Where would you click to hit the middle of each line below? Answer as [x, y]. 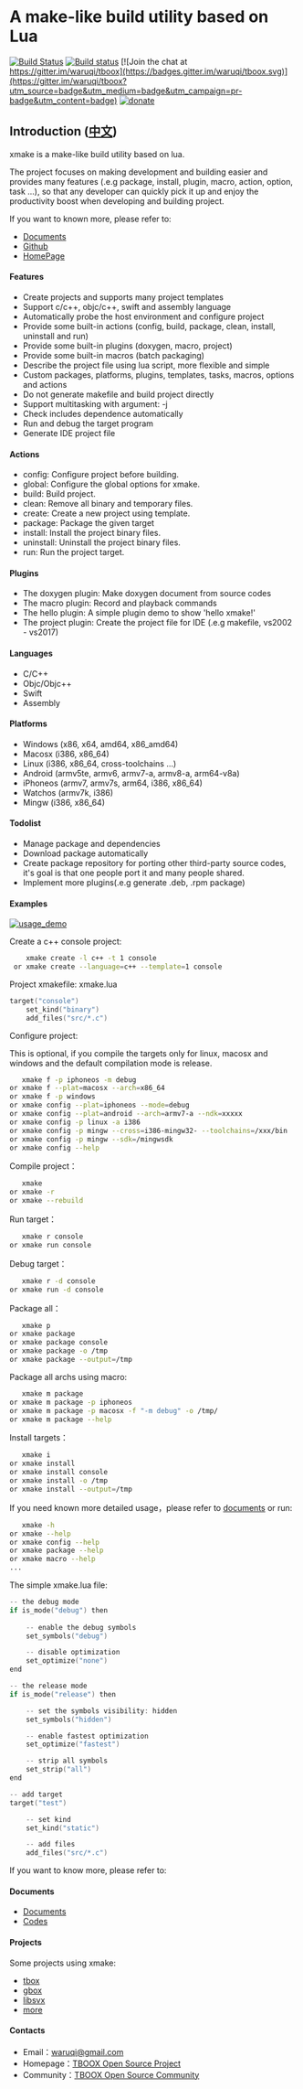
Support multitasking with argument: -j [95, 403]
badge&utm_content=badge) [63, 100]
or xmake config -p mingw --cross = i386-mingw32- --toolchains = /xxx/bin [148, 1130]
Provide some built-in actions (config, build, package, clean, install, [149, 326]
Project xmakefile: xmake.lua [63, 984]
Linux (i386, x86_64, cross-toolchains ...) [99, 763]
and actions [45, 384]
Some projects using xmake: [63, 1963]
